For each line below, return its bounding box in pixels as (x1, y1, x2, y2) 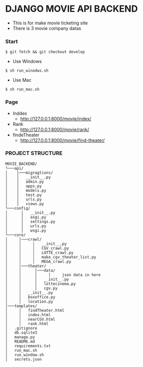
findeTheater (12, 131, 40, 138)
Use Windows (12, 58, 42, 64)
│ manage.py (5, 335, 35, 340)
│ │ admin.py (5, 179, 44, 184)
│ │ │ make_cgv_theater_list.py (5, 254, 96, 259)
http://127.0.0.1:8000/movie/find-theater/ (20, 137, 105, 143)
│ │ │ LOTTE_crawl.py (5, 250, 74, 255)
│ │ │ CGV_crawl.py (5, 246, 69, 251)
